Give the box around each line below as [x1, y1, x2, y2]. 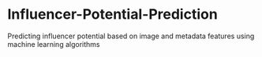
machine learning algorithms [7, 39, 100, 48]
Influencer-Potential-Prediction [7, 5, 218, 23]
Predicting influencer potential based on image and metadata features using [7, 31, 255, 41]
